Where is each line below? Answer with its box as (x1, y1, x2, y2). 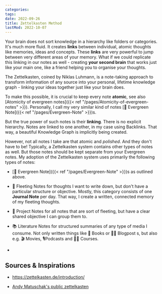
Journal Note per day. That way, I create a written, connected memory (12, 194, 154, 200)
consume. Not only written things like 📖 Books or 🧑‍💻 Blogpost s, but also (12, 230, 158, 236)
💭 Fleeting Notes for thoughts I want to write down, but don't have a (12, 183, 148, 189)
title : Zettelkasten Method (5, 20, 62, 26)
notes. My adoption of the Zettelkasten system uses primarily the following (5, 154, 155, 160)
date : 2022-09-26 (5, 16, 40, 21)
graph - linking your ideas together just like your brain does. (5, 84, 125, 90)
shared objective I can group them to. (12, 214, 88, 219)
